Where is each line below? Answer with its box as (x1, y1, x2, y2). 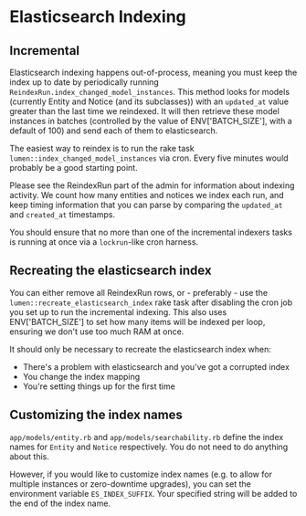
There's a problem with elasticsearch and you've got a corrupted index (22, 361, 290, 372)
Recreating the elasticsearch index (9, 263, 212, 279)
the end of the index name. (9, 498, 111, 509)
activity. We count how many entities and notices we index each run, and (9, 190, 285, 200)
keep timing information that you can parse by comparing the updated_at (9, 199, 283, 210)
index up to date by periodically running (9, 77, 160, 88)
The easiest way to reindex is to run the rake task (9, 143, 195, 153)
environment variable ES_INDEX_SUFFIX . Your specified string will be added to (9, 488, 298, 499)
